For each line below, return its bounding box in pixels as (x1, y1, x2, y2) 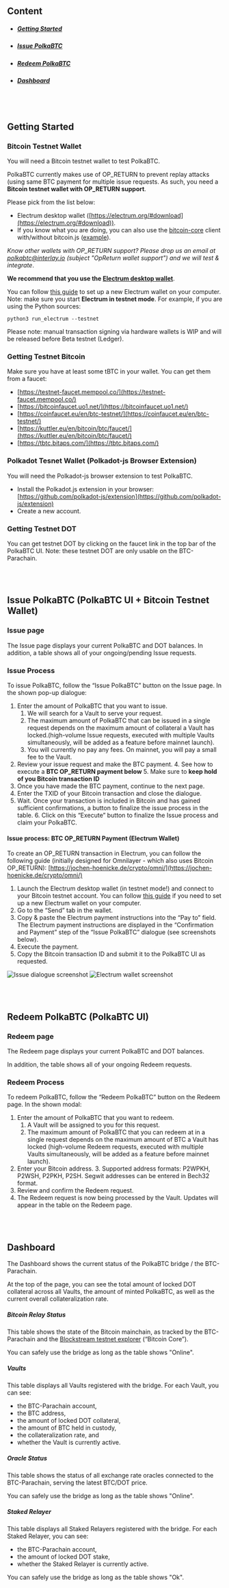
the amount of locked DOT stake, (16, 1552, 111, 1561)
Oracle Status (7, 1454, 48, 1462)
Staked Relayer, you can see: (7, 1532, 89, 1540)
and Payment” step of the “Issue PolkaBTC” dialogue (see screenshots (16, 928, 217, 936)
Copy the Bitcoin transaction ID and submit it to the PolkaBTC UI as (16, 950, 206, 958)
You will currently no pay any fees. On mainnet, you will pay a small (27, 746, 217, 754)
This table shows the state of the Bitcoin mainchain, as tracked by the (7, 1328, 203, 1336)
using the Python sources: (7, 302, 81, 310)
